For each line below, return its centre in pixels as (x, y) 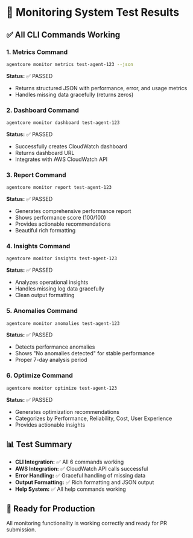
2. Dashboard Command (43, 110)
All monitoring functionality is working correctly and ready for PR (87, 523)
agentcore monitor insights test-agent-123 (62, 259)
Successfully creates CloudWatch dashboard (71, 146)
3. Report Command (36, 175)
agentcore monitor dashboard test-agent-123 (63, 123)
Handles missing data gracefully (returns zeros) (74, 94)
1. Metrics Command (37, 52)
